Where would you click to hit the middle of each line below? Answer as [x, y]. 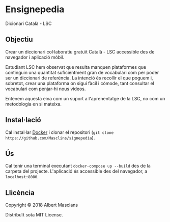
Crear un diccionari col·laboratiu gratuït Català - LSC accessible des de [80, 51]
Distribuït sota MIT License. [34, 215]
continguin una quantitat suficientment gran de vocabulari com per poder [82, 72]
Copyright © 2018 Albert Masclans [41, 205]
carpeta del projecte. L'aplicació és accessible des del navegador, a [76, 171]
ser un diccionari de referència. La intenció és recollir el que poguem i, [79, 78]
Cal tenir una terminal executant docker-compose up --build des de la [78, 166]
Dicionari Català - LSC [29, 23]
